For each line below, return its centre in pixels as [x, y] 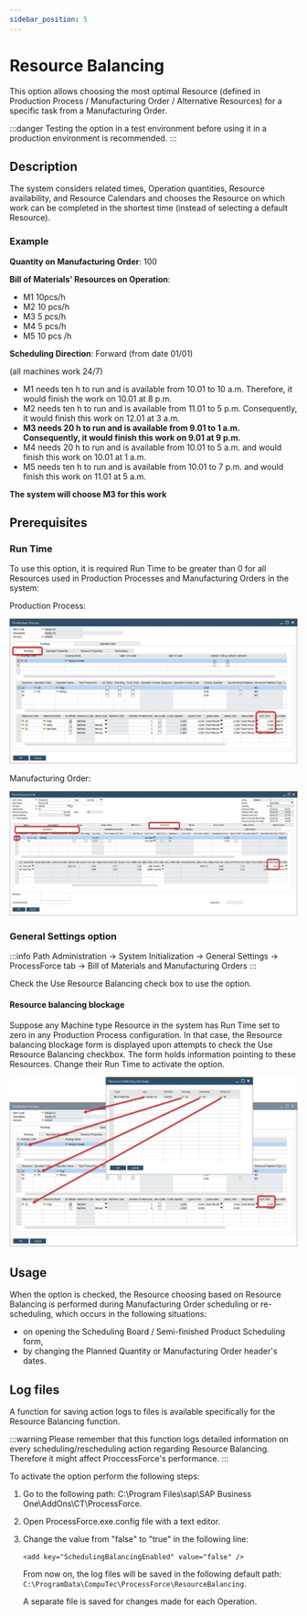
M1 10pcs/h [44, 296]
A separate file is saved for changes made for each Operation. [140, 1601]
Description [43, 166]
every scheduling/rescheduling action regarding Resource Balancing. [139, 1449]
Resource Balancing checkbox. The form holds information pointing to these [153, 1054]
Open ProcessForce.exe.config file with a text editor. [122, 1521]
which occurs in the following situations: [131, 1314]
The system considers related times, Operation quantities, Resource [137, 188]
